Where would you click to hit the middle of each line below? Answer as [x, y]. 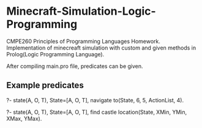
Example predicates [45, 85]
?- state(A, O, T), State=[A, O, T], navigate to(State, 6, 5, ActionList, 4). [95, 100]
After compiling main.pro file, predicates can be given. [75, 66]
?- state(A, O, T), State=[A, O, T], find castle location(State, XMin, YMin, [97, 112]
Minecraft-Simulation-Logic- [81, 11]
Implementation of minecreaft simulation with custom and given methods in [101, 48]
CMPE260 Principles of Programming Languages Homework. [84, 41]
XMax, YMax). [24, 118]
